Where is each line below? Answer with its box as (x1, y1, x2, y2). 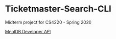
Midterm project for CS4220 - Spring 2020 (5, 19, 92, 25)
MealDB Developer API (5, 28, 51, 34)
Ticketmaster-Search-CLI (5, 3, 112, 14)
